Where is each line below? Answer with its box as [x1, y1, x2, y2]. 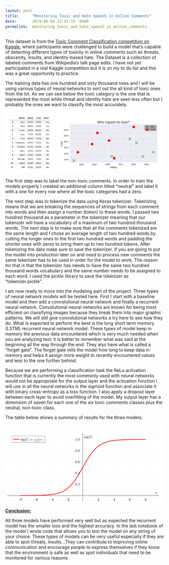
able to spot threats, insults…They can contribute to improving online [5, 538, 148, 545]
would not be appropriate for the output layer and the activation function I [5, 378, 157, 384]
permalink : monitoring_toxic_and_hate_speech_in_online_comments [5, 24, 147, 29]
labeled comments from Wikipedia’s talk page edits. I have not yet [5, 60, 141, 66]
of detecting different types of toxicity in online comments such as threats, [5, 49, 160, 55]
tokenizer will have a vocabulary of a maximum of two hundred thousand [5, 219, 156, 226]
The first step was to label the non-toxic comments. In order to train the [5, 177, 153, 183]
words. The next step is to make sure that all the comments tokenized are [5, 225, 157, 231]
